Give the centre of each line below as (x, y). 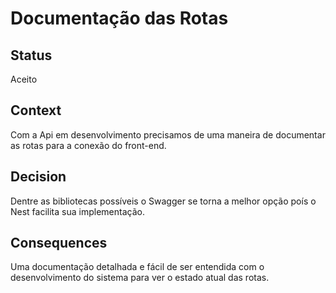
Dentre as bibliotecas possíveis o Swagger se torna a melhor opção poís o (163, 201)
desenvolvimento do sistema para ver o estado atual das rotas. (140, 278)
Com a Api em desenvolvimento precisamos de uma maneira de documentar (168, 134)
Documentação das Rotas (119, 18)
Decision (38, 177)
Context (36, 110)
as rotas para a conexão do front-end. (88, 145)
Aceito (24, 79)
